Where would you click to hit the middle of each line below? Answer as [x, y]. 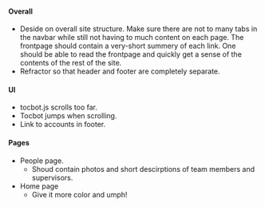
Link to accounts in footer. [63, 125]
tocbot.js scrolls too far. [59, 107]
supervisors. [52, 177]
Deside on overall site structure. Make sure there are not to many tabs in [138, 29]
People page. [42, 161]
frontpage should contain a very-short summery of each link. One [128, 46]
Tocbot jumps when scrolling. [68, 116]
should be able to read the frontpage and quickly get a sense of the [131, 54]
